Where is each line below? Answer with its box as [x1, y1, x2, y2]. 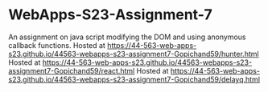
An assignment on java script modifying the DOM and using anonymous [8, 32, 246, 42]
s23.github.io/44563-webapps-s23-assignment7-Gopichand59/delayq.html [8, 74, 260, 84]
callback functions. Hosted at [8, 40, 106, 50]
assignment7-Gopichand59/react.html [8, 66, 135, 75]
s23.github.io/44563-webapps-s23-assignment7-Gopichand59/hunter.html [8, 49, 259, 58]
